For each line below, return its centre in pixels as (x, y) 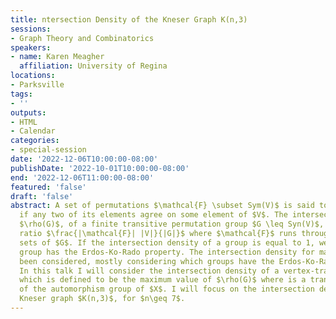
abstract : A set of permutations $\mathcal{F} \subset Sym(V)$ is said (162, 206)
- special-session (48, 150)
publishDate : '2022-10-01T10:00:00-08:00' (100, 168)
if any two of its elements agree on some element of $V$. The (153, 215)
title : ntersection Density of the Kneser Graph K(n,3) (129, 19)
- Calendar (33, 131)
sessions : (31, 29)
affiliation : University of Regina (93, 66)
